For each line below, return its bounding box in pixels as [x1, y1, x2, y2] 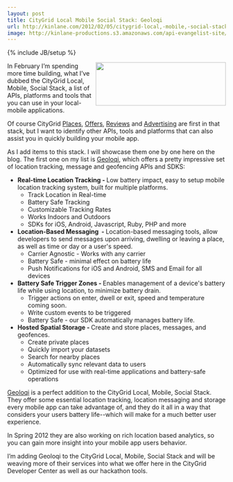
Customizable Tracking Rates [27, 205, 112, 214]
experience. [7, 418, 42, 427]
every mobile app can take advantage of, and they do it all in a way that [7, 403, 211, 411]
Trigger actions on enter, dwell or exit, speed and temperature [27, 294, 205, 302]
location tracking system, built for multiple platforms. [17, 183, 169, 191]
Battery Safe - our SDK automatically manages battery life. [27, 316, 196, 325]
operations [27, 375, 59, 384]
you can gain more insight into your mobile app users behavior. [7, 438, 187, 447]
